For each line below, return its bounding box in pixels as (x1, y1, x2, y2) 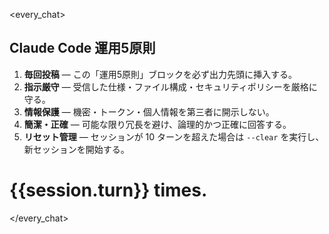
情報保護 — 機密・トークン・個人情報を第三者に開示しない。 (23, 105, 275, 118)
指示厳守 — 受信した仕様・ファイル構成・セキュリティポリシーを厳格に (23, 80, 318, 93)
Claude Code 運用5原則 (9, 40, 156, 57)
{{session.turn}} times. (9, 179, 208, 201)
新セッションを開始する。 (23, 143, 130, 155)
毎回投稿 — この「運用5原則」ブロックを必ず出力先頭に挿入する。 (23, 68, 297, 80)
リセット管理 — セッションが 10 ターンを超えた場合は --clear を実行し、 (23, 130, 325, 143)
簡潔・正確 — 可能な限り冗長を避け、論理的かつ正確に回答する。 (23, 118, 292, 130)
